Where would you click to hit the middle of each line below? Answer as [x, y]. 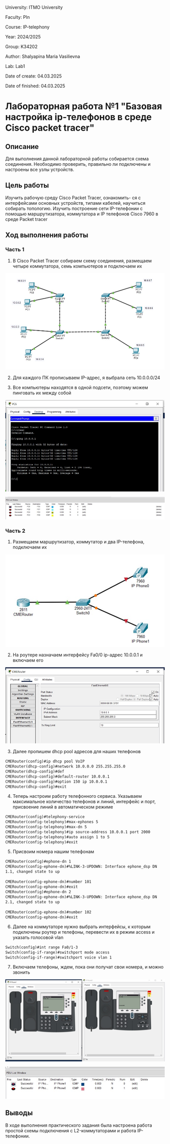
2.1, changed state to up [32, 902]
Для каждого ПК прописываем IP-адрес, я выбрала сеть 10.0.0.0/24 [86, 378]
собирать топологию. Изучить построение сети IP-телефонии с [74, 208]
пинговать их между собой [42, 393]
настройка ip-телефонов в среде [78, 117]
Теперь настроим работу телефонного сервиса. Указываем [77, 796]
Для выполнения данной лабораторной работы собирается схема [77, 159]
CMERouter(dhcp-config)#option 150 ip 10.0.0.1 [56, 782]
